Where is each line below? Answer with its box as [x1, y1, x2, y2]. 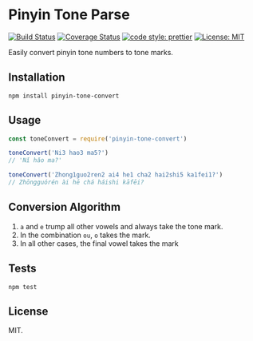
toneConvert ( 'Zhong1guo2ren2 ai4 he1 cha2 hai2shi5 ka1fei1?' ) [8, 171, 223, 179]
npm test [8, 283, 38, 291]
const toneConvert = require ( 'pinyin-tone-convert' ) [8, 134, 188, 143]
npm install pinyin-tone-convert [8, 92, 120, 100]
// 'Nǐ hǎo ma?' [8, 157, 62, 165]
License [8, 304, 49, 318]
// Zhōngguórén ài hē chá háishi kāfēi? [8, 178, 145, 187]
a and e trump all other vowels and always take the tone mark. [19, 221, 223, 231]
